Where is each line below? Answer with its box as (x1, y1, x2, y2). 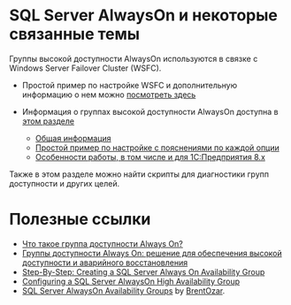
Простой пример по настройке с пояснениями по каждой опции (34, 142, 280, 153)
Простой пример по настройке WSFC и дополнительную (21, 80, 238, 90)
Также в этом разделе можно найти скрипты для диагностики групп (9, 169, 270, 179)
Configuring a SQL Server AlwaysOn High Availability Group (21, 276, 241, 286)
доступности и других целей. (9, 178, 120, 188)
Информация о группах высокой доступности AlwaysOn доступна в (21, 106, 279, 117)
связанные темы (9, 24, 140, 44)
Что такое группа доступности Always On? (21, 238, 184, 248)
